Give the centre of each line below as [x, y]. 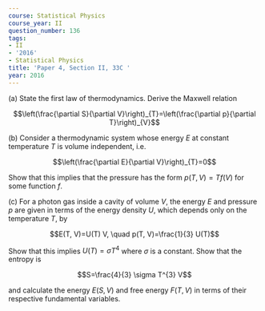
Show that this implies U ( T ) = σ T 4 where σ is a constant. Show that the [125, 250]
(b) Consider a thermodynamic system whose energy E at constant [119, 138]
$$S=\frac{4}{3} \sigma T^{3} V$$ [135, 275]
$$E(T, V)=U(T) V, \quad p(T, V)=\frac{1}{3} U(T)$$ [135, 234]
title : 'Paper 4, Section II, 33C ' [69, 68]
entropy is [25, 259]
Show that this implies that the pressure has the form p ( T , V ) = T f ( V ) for [126, 177]
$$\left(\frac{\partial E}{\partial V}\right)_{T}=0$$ [135, 162]
